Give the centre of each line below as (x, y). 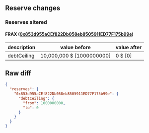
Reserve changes (33, 8)
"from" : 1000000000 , (44, 103)
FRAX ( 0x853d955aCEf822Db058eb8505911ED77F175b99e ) (69, 34)
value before (75, 47)
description (22, 47)
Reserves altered (26, 22)
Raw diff (18, 73)
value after (129, 47)
